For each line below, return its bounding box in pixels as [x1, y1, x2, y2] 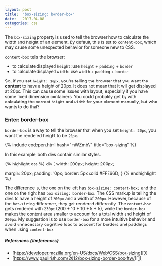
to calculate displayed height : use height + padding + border [12, 63, 133, 69]
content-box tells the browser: [5, 54, 65, 60]
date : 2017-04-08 [5, 16, 45, 21]
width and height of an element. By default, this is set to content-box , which [5, 40, 157, 45]
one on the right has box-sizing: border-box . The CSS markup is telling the [5, 190, 157, 196]
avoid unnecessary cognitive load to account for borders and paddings [5, 221, 147, 227]
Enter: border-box [5, 116, 49, 123]
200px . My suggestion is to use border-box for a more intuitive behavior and [5, 216, 156, 222]
